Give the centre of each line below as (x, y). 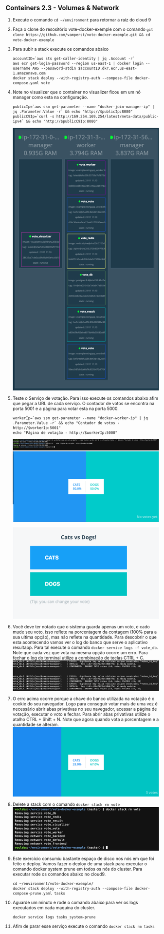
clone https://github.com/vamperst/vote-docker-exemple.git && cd (81, 35)
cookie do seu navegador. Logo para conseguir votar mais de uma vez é (85, 704)
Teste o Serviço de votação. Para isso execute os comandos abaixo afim (85, 398)
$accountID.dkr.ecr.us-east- (108, 68)
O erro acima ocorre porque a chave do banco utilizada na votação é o (83, 699)
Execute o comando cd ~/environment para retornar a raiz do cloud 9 (82, 19)
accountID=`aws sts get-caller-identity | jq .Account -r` (74, 58)
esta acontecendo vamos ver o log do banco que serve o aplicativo (80, 642)
